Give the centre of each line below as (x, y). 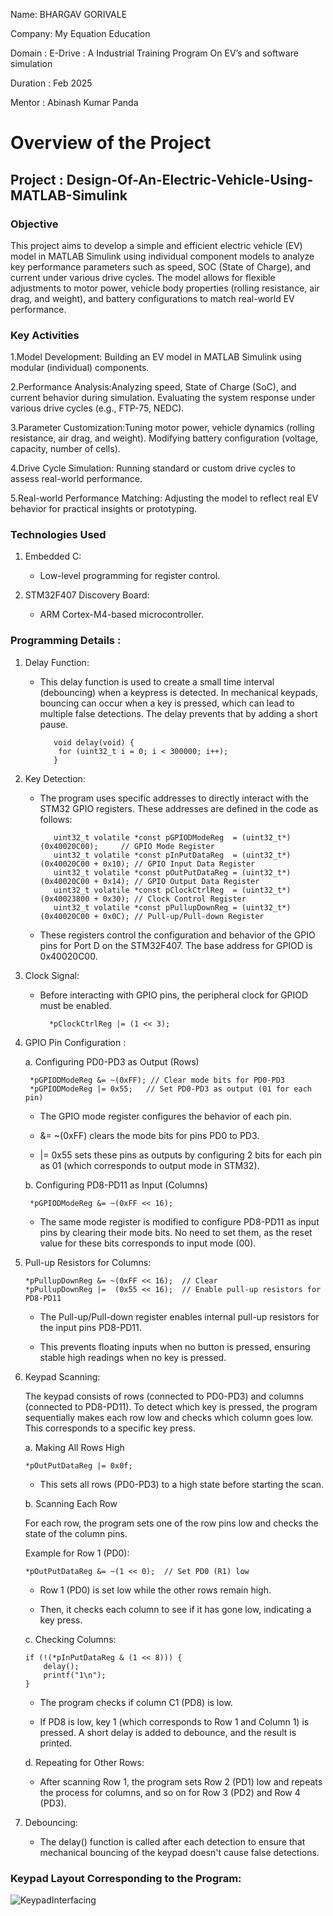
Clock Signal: (52, 975)
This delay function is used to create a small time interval (157, 681)
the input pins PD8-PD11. (90, 1327)
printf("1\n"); (75, 1675)
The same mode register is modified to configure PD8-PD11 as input (179, 1221)
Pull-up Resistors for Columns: (88, 1262)
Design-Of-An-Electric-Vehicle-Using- (190, 179)
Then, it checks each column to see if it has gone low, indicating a (175, 1609)
